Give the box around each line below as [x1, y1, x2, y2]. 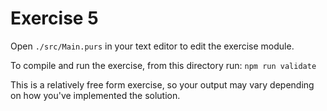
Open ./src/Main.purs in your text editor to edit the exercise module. [10, 40, 295, 52]
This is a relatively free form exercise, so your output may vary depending [10, 78, 315, 91]
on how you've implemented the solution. [10, 89, 181, 101]
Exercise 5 [10, 7, 99, 30]
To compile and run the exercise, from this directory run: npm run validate [10, 59, 317, 71]
